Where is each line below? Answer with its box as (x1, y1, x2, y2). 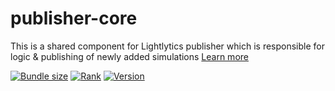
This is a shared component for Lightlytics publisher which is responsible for (10, 40, 325, 52)
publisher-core (10, 7, 138, 30)
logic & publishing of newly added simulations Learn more (10, 50, 249, 62)
